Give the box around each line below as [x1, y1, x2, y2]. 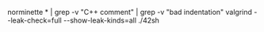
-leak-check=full [7, 16, 63, 25]
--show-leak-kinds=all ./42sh [63, 16, 160, 25]
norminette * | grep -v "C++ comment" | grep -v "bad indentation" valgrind [7, 8, 253, 16]
